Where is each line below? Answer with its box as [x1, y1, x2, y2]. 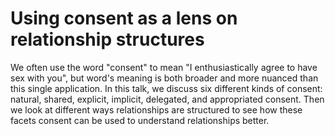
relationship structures [10, 28, 205, 51]
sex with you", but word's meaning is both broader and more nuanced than [10, 72, 319, 84]
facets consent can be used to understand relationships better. [10, 114, 270, 126]
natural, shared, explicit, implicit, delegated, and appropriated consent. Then [10, 93, 325, 105]
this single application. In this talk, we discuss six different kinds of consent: [10, 82, 323, 94]
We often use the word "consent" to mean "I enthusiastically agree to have [10, 61, 318, 73]
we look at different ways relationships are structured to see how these [10, 103, 303, 116]
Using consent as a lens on [10, 7, 238, 30]
